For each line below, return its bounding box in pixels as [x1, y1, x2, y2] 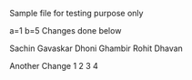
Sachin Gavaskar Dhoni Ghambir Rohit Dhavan [9, 43, 184, 54]
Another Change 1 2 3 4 [9, 61, 98, 71]
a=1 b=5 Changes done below [9, 25, 122, 35]
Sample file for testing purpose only [9, 8, 144, 18]
